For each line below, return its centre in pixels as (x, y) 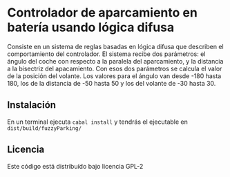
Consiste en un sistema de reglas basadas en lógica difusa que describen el (115, 46)
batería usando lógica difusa (91, 27)
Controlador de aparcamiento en (103, 13)
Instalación (32, 105)
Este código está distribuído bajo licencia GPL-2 (75, 166)
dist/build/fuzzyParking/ (44, 128)
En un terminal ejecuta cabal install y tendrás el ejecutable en (97, 122)
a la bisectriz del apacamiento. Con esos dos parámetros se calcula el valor (115, 68)
